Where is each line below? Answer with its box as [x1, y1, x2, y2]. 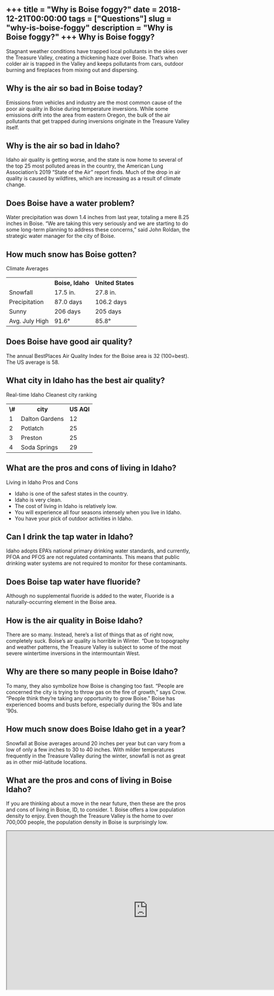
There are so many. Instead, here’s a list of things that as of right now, [6, 631, 174, 638]
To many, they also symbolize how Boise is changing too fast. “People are [6, 682, 184, 689]
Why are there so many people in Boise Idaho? [6, 667, 179, 677]
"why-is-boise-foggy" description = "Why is [6, 23, 173, 33]
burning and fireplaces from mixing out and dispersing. [6, 66, 139, 73]
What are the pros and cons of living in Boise [6, 775, 172, 785]
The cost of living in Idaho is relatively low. [14, 502, 117, 509]
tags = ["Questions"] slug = [68, 14, 172, 24]
